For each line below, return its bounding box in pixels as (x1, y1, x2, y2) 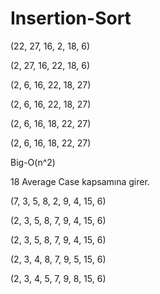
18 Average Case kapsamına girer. (10, 175, 150, 187)
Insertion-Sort (10, 7, 132, 30)
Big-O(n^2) (10, 156, 56, 168)
